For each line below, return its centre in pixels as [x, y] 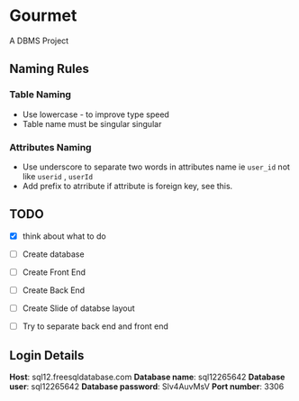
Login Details [47, 355]
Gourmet [43, 16]
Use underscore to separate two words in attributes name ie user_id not [156, 167]
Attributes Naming [50, 147]
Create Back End [54, 290]
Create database [53, 254]
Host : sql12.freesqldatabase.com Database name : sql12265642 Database [147, 377]
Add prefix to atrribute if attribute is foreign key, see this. [127, 186]
